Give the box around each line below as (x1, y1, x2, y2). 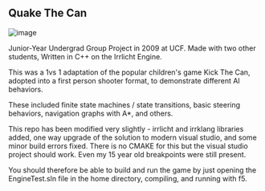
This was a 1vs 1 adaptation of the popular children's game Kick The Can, (8, 67, 251, 77)
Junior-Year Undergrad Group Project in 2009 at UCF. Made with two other (8, 43, 257, 53)
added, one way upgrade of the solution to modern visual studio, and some (8, 132, 257, 142)
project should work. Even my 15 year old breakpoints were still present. (8, 149, 247, 159)
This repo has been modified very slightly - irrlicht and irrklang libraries (8, 124, 244, 133)
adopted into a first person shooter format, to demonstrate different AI (8, 75, 241, 85)
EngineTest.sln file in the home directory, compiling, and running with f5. (8, 173, 247, 183)
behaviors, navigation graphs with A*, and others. (8, 108, 173, 118)
